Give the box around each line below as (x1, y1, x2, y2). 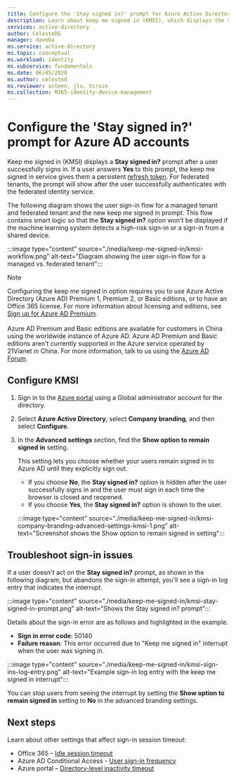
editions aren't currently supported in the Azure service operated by (7, 339, 205, 348)
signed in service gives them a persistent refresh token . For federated (7, 173, 209, 181)
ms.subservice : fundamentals (7, 63, 93, 70)
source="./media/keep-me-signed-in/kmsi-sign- (78, 660, 219, 668)
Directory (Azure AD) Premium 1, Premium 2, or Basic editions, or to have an (7, 294, 227, 303)
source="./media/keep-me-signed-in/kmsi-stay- (78, 597, 218, 605)
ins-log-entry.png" (7, 667, 62, 676)
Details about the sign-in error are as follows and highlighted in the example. (7, 618, 228, 626)
